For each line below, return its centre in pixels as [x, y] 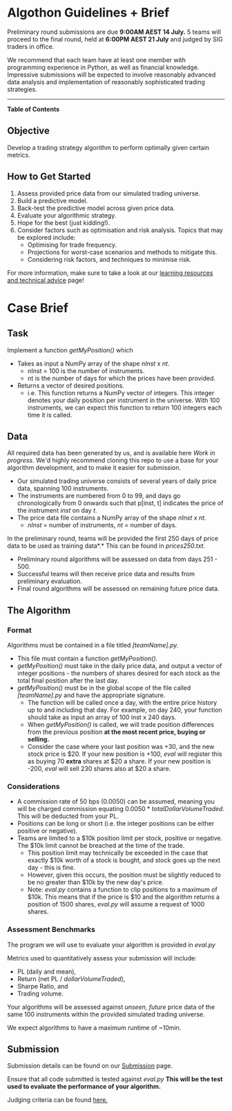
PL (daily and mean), [47, 971]
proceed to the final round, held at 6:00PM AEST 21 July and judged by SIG [115, 39]
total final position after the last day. [68, 681]
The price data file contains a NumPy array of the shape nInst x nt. [112, 518]
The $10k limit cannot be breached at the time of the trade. [101, 846]
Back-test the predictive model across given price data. [96, 208]
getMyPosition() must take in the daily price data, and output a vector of [119, 666]
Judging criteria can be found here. [58, 1100]
